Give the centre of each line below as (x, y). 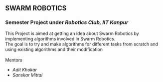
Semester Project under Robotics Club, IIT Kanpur (67, 22)
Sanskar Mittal (27, 75)
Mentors (14, 60)
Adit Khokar (25, 69)
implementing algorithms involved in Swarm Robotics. (60, 38)
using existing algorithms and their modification (54, 49)
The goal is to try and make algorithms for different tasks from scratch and (82, 44)
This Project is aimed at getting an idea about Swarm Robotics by (72, 33)
